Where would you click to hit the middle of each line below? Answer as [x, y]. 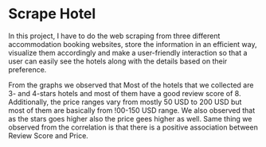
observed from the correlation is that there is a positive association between [133, 127]
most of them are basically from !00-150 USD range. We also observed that [132, 110]
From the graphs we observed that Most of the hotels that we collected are [131, 85]
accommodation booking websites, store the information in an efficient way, [133, 44]
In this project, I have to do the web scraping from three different [114, 36]
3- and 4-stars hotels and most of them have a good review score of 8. [125, 93]
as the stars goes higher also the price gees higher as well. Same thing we [130, 118]
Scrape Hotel [52, 14]
